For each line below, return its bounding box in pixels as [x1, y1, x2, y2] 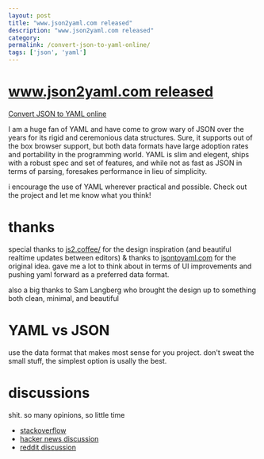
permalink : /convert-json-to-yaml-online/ [8, 41, 151, 49]
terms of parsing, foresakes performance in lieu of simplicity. [8, 166, 208, 175]
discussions [8, 384, 90, 402]
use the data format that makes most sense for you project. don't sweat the [8, 347, 254, 357]
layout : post [8, 11, 52, 20]
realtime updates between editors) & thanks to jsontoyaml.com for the [8, 253, 236, 262]
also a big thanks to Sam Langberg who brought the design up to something [8, 285, 256, 295]
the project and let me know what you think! [8, 190, 152, 199]
